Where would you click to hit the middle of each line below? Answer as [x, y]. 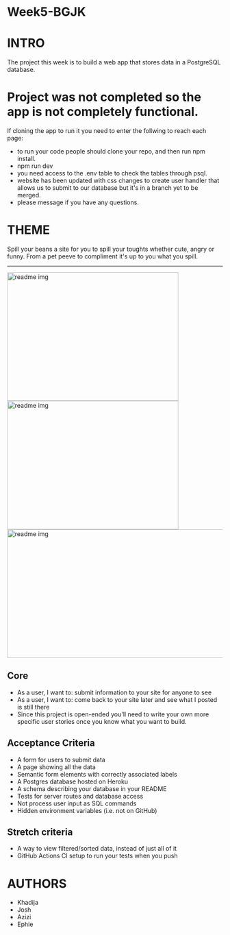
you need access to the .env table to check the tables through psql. [112, 173]
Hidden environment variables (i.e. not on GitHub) [87, 810]
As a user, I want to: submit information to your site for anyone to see [114, 692]
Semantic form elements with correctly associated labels [97, 774]
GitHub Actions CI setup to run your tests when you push [97, 856]
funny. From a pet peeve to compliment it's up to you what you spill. [103, 256]
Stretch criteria [40, 833]
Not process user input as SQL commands [77, 803]
